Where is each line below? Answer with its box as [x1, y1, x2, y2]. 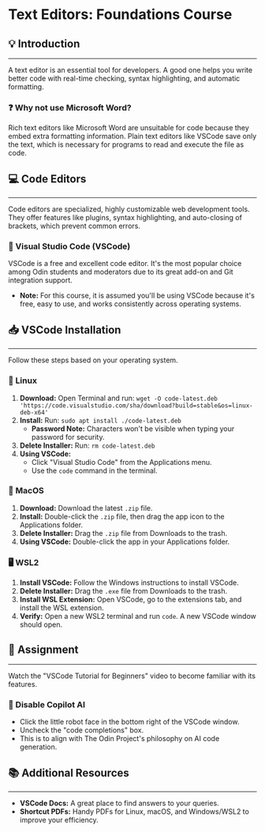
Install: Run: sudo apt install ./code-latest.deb [19, 415, 181, 425]
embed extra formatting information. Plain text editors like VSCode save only [8, 132, 257, 141]
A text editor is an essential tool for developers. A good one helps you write [8, 66, 253, 74]
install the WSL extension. [19, 603, 104, 613]
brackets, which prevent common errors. [8, 221, 140, 230]
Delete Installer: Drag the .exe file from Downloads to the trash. [19, 587, 228, 596]
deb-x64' [19, 408, 49, 416]
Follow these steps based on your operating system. [8, 355, 179, 365]
